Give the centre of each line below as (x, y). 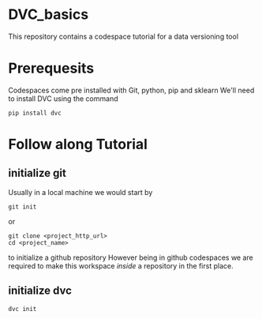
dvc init (22, 309)
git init (22, 207)
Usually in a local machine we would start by (80, 192)
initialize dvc (40, 291)
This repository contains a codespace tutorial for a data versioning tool (124, 36)
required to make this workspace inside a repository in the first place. (121, 265)
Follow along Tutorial (78, 144)
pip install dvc (35, 113)
